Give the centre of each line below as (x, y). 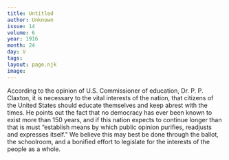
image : (17, 71)
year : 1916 (23, 39)
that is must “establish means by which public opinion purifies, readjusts (109, 127)
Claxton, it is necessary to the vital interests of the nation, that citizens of (110, 98)
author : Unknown (30, 20)
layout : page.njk (32, 65)
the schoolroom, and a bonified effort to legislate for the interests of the (109, 141)
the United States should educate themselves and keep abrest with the (107, 105)
